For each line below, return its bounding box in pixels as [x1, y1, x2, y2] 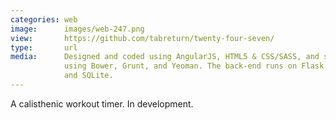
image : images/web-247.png [10, 24, 145, 34]
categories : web [10, 14, 78, 25]
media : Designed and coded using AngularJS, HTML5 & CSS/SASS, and [10, 52, 320, 62]
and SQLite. [63, 71, 114, 81]
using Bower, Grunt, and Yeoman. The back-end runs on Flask [63, 61, 325, 71]
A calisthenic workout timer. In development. [10, 97, 194, 110]
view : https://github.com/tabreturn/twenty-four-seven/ [10, 33, 275, 43]
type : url [10, 42, 78, 53]
